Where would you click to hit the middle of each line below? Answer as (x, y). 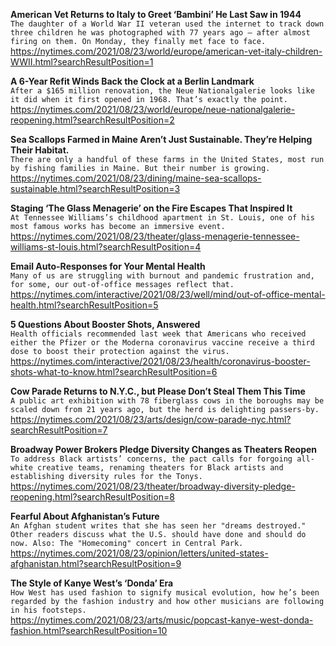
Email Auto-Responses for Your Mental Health (108, 266)
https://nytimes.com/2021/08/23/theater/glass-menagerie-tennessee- (155, 236)
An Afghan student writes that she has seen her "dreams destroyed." (158, 526)
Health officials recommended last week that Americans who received (158, 334)
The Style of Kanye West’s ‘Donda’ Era (92, 583)
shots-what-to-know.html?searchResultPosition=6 (114, 372)
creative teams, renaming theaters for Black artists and (160, 468)
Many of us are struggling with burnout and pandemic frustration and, (162, 276)
